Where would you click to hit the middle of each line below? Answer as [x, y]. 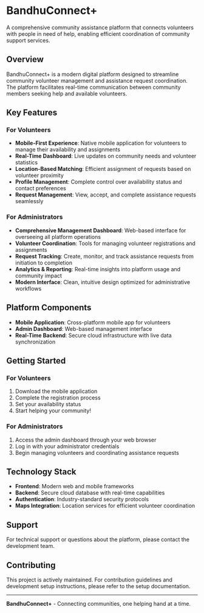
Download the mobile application [56, 391]
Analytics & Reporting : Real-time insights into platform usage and [98, 269]
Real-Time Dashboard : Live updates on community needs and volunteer [106, 156]
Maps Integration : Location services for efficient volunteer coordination [105, 506]
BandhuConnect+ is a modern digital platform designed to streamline [93, 74]
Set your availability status [48, 404]
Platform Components [49, 308]
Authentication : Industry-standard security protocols [82, 499]
